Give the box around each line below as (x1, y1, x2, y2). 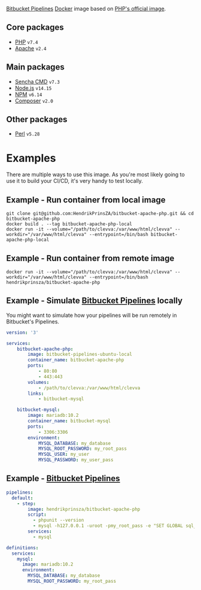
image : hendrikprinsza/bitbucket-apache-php (28, 506, 141, 512)
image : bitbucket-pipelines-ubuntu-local (28, 352, 133, 358)
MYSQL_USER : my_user (38, 452, 90, 458)
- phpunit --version (32, 518, 84, 524)
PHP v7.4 (14, 38, 38, 46)
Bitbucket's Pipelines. (6, 317, 60, 325)
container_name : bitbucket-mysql (28, 418, 111, 424)
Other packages (6, 114, 68, 125)
